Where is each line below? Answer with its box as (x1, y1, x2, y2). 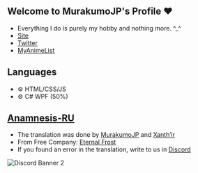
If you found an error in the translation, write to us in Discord (17, 145, 191, 154)
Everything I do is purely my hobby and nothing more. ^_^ (17, 24, 181, 32)
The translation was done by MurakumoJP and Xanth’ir (17, 131, 176, 139)
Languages (7, 66, 57, 79)
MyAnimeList (17, 46, 55, 54)
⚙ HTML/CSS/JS (17, 85, 66, 93)
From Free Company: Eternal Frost (17, 138, 116, 147)
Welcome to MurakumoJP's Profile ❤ (7, 6, 173, 17)
